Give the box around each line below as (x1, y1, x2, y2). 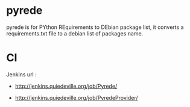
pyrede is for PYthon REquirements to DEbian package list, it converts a (6, 23, 184, 31)
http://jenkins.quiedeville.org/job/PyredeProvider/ (14, 94, 138, 101)
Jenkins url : (6, 70, 37, 78)
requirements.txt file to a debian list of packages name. (6, 29, 144, 37)
